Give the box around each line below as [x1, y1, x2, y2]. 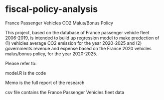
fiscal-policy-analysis [5, 3, 98, 15]
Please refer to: [5, 60, 37, 66]
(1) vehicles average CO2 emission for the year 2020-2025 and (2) [5, 40, 142, 46]
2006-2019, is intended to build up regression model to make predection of [5, 35, 160, 41]
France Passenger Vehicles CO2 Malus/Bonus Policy [5, 20, 114, 26]
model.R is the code [5, 70, 46, 76]
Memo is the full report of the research [5, 80, 85, 86]
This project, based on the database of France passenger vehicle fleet [5, 29, 150, 35]
